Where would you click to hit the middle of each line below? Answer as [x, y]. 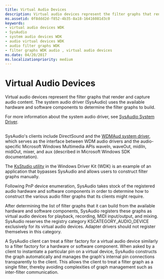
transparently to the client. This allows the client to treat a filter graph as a [79, 261]
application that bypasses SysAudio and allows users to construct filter [76, 171]
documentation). [22, 157]
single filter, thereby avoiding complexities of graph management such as [79, 267]
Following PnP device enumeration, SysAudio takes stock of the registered [80, 186]
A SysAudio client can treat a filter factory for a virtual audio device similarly [82, 241]
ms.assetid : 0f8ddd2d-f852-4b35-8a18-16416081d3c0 [58, 19]
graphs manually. [22, 176]
